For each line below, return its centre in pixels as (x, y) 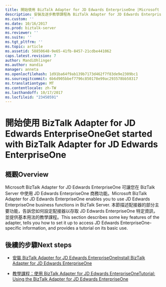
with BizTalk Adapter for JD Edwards (82, 144)
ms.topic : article (24, 47)
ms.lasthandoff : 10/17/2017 (34, 93)
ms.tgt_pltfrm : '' (24, 42)
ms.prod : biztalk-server (31, 28)
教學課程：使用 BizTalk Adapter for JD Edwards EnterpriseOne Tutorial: (84, 274)
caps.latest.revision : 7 (31, 56)
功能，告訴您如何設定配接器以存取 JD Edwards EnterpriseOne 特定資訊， (83, 211)
